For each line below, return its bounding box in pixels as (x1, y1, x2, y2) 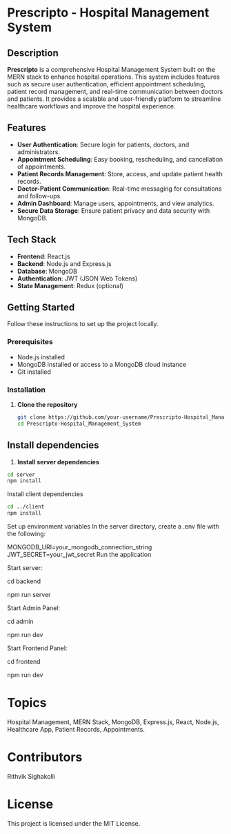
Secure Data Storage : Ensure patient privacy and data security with (17, 206, 210, 215)
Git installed (17, 368, 52, 376)
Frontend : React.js (17, 252, 70, 260)
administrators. (17, 147, 61, 156)
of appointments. (17, 162, 66, 171)
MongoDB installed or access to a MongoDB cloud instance (17, 360, 187, 368)
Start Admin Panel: (7, 604, 61, 612)
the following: (7, 530, 46, 538)
